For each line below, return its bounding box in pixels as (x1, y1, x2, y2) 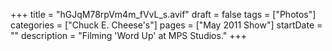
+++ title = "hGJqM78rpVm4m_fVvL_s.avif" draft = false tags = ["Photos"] (10, 9, 317, 20)
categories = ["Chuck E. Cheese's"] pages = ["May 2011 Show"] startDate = (10, 19, 323, 31)
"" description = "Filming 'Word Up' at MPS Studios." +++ (10, 30, 248, 41)
